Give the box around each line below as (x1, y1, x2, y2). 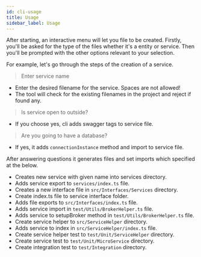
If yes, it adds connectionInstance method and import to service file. (14, 144, 184, 151)
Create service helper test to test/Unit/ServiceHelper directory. (14, 231, 175, 238)
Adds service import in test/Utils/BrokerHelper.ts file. (14, 205, 153, 212)
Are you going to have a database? (20, 132, 108, 139)
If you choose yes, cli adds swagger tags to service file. (14, 120, 153, 128)
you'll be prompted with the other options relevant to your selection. (6, 49, 175, 57)
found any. (14, 97, 42, 104)
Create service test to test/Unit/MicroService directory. (14, 237, 155, 244)
